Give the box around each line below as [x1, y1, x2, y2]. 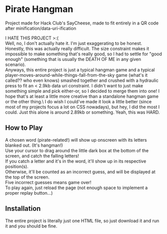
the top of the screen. [5, 174, 50, 180]
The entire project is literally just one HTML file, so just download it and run [5, 218, 160, 224]
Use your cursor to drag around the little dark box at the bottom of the [5, 147, 149, 153]
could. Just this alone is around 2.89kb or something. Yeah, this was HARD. [5, 109, 160, 115]
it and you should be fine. [5, 223, 57, 229]
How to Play [5, 124, 43, 132]
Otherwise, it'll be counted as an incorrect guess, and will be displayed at [5, 169, 156, 175]
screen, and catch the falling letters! [5, 153, 79, 159]
